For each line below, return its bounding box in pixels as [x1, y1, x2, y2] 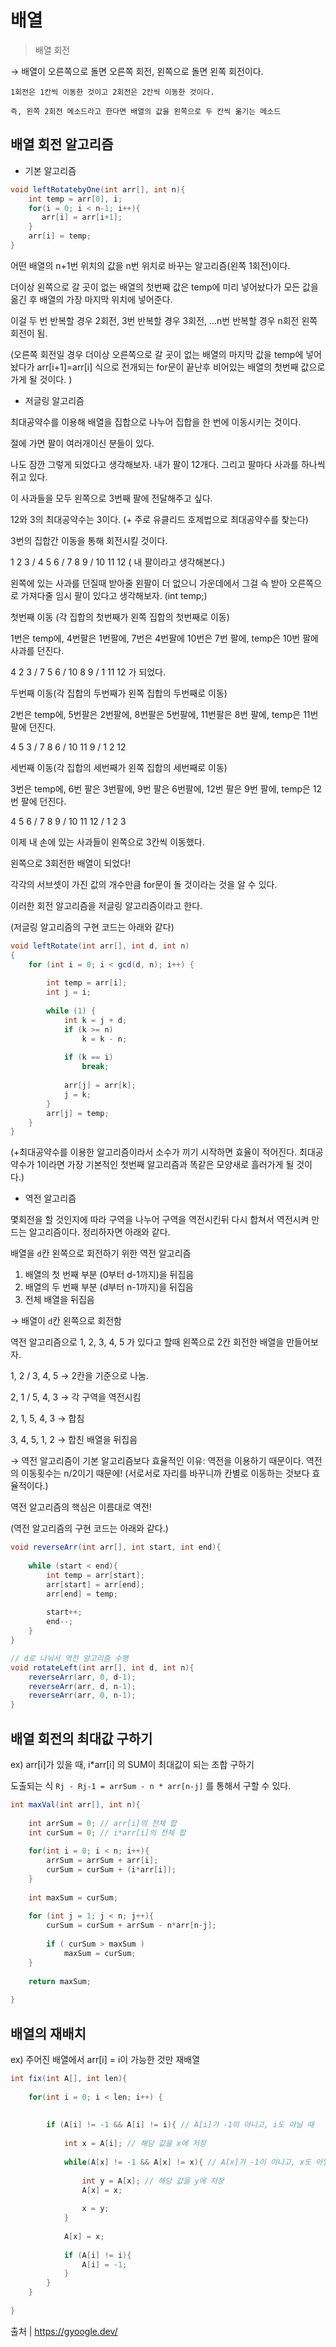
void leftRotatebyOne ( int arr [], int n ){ [10, 184, 186, 195]
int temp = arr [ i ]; [46, 978, 128, 988]
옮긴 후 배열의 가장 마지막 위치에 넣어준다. [10, 293, 173, 305]
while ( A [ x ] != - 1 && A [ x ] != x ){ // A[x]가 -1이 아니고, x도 [63, 2157, 312, 2167]
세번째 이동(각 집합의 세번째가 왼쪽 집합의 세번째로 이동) [10, 761, 228, 773]
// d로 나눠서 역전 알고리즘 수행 [10, 1653, 129, 1663]
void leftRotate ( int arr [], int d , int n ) [10, 941, 190, 951]
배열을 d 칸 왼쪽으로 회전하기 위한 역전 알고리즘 [10, 1247, 192, 1260]
